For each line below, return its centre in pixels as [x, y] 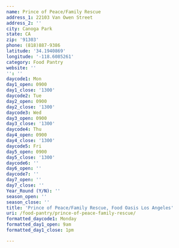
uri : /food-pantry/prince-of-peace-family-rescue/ [71, 213]
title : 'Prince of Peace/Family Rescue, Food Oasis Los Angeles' [90, 208]
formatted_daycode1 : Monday [42, 219]
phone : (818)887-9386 [33, 46]
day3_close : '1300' [31, 124]
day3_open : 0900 [27, 118]
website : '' [21, 68]
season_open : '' [27, 196]
